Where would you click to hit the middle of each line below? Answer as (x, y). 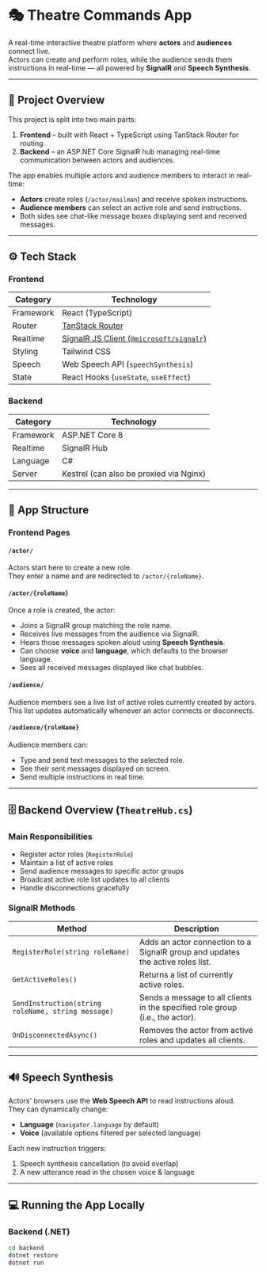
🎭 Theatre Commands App (100, 15)
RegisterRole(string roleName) (71, 952)
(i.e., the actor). (167, 1017)
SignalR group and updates (189, 951)
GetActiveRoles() (45, 980)
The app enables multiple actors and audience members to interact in (122, 175)
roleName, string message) (63, 1011)
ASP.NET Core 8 (93, 435)
